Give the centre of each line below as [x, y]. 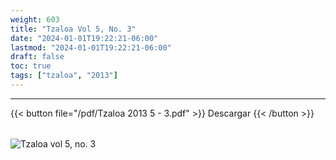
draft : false [37, 57]
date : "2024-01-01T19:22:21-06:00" [84, 38]
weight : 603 [35, 19]
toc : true [31, 66]
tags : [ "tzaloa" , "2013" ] [64, 76]
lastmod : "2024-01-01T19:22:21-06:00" [91, 47]
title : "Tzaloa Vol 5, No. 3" [73, 29]
